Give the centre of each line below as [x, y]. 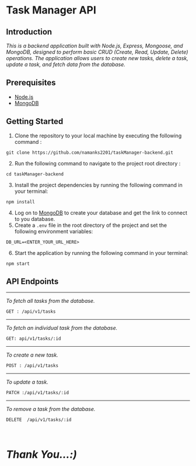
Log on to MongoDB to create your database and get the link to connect [101, 213]
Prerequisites [31, 83]
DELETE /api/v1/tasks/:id [39, 420]
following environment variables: [54, 231]
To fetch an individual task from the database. [62, 328]
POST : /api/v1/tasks [32, 366]
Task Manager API [51, 10]
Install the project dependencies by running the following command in [98, 185]
